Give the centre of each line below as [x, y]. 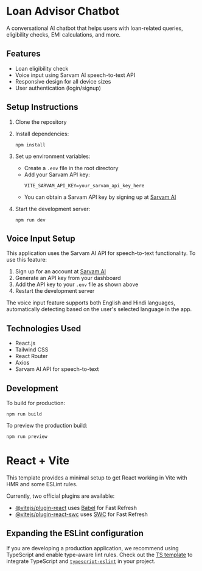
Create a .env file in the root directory [71, 168]
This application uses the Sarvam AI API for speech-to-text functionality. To [101, 253]
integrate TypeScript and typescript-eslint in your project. [81, 561]
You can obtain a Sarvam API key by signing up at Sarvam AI [100, 197]
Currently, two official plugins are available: [61, 496]
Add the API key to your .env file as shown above [77, 284]
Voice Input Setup [41, 238]
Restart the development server [55, 291]
